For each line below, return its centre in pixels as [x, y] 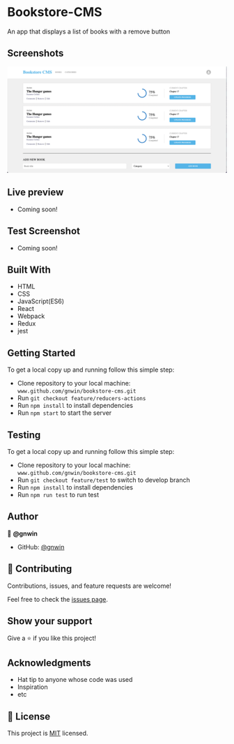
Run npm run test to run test [58, 494]
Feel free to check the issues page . [57, 599]
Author [23, 517]
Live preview [36, 192]
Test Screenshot [44, 231]
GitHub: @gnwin [41, 547]
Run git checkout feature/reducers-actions [81, 398]
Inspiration [32, 687]
